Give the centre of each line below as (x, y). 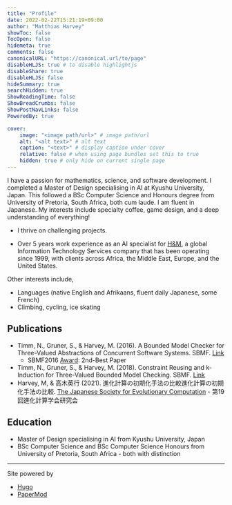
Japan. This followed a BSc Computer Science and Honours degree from (111, 195)
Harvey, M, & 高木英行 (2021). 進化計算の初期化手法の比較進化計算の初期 (120, 383)
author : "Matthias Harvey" (46, 26)
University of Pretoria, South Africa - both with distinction (99, 453)
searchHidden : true (35, 90)
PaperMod (32, 494)
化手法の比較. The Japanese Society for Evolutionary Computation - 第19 (120, 391)
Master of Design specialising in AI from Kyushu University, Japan (111, 439)
